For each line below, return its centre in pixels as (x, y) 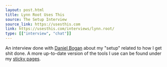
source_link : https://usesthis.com (43, 24)
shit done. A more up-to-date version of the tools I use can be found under (83, 53)
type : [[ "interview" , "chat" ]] (38, 33)
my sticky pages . (23, 59)
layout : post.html (25, 10)
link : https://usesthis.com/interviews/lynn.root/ (60, 29)
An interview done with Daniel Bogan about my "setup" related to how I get (83, 48)
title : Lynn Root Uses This (35, 15)
